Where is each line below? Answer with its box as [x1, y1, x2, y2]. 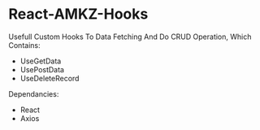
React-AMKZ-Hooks [8, 5, 149, 24]
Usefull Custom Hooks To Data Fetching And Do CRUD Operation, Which [8, 32, 252, 41]
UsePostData [19, 64, 65, 74]
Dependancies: [8, 89, 59, 98]
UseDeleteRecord [19, 73, 80, 83]
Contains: [8, 40, 41, 50]
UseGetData [19, 56, 62, 66]
